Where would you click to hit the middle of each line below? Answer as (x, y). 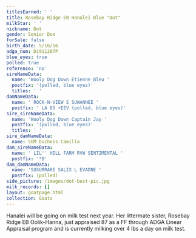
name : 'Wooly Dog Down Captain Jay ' (59, 119)
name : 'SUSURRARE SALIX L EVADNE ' (57, 170)
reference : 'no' (27, 68)
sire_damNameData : (29, 136)
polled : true (23, 63)
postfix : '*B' (29, 158)
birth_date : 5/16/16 (32, 46)
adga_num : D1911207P (32, 52)
